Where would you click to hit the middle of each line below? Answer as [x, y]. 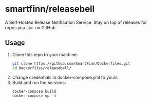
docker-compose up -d [34, 96]
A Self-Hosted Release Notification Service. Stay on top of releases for [76, 22]
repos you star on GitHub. [31, 27]
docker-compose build [34, 91]
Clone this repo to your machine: [45, 54]
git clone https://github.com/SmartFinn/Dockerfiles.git [71, 63]
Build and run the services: [39, 82]
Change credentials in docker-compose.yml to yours [65, 77]
